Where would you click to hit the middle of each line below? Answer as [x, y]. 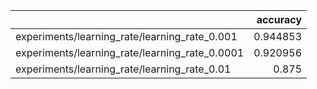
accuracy [279, 19]
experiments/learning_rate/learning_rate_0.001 [126, 36]
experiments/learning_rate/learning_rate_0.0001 [130, 52]
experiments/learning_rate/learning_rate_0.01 [123, 69]
